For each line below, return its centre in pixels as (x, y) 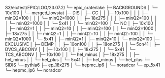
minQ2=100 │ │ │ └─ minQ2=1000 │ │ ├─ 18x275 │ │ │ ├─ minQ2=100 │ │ (81, 18)
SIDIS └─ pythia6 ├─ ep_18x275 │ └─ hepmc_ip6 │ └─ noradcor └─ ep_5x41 (82, 65)
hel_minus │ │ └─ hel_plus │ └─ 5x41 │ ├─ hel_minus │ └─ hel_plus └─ (78, 60)
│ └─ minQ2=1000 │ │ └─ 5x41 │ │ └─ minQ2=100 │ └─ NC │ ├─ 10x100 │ (81, 23)
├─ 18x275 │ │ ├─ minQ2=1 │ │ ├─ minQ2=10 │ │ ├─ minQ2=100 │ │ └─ (79, 34)
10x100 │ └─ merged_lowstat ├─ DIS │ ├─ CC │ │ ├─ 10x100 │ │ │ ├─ (76, 13)
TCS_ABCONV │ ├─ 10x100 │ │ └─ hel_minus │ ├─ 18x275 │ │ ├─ (72, 54)
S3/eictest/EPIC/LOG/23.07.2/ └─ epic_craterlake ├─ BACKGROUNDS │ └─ (81, 8)
